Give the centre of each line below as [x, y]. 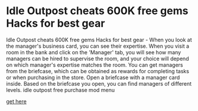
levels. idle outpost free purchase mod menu [61, 90]
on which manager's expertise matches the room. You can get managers [95, 65]
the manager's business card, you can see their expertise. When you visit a [98, 46]
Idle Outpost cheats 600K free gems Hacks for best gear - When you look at [99, 40]
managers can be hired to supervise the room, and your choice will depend [98, 58]
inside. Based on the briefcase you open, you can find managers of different [99, 83]
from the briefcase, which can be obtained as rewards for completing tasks [98, 71]
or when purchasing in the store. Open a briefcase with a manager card [93, 77]
